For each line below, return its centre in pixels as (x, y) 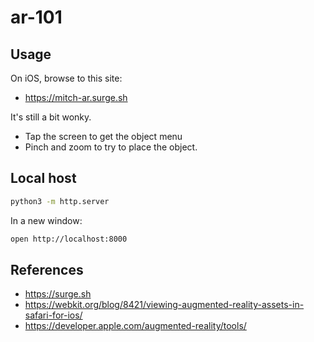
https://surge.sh (58, 294)
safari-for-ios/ (53, 315)
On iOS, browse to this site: (66, 78)
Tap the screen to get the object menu (103, 136)
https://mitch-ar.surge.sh (76, 97)
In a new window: (46, 220)
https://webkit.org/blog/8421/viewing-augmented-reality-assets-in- (164, 305)
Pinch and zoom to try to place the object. (111, 147)
